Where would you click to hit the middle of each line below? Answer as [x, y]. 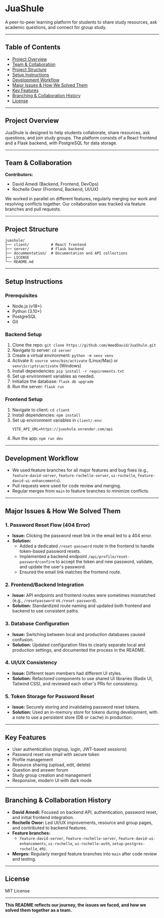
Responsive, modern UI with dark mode [52, 780]
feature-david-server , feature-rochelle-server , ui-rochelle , [74, 475]
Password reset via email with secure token [56, 754]
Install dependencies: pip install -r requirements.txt [68, 371]
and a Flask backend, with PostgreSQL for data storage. [61, 143]
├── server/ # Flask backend [44, 249]
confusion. [23, 639]
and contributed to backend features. [50, 827]
